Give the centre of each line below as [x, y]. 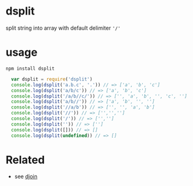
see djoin [26, 176]
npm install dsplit [30, 68]
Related [25, 160]
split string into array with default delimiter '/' [63, 28]
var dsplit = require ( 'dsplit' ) [52, 79]
